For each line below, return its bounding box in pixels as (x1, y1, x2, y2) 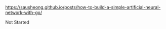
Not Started (5, 19, 29, 25)
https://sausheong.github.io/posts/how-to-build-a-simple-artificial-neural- (5, 4, 161, 10)
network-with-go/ (5, 9, 42, 15)
